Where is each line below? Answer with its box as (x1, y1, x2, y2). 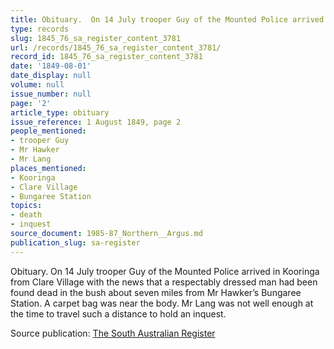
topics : (10, 201, 43, 211)
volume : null (10, 80, 65, 90)
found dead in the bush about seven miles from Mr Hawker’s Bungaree (10, 286, 302, 298)
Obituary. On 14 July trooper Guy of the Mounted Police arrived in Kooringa (10, 265, 320, 277)
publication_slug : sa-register (10, 237, 141, 248)
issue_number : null (10, 89, 92, 99)
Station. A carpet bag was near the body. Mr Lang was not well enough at (10, 297, 314, 309)
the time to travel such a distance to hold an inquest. (10, 307, 227, 320)
